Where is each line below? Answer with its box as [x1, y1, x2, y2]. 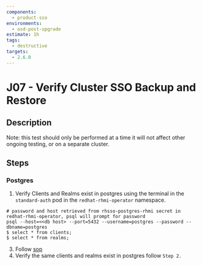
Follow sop [15, 246, 43, 253]
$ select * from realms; [6, 235, 69, 241]
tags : [6, 37, 20, 43]
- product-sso [12, 15, 47, 21]
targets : [6, 49, 29, 55]
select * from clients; [12, 230, 72, 236]
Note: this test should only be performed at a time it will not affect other [6, 133, 186, 141]
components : [6, 9, 37, 15]
